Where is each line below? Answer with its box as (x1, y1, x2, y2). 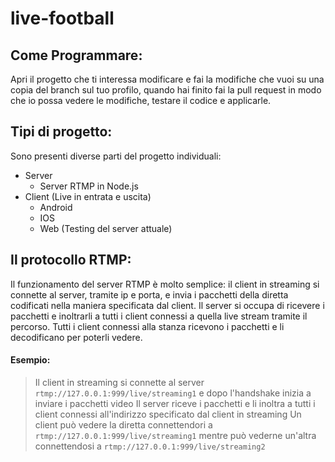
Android (39, 201, 73, 213)
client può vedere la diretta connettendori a (34, 418, 213, 431)
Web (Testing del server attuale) (39, 222, 173, 234)
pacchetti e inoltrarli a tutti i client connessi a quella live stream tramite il (10, 310, 308, 322)
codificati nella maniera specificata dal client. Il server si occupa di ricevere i (10, 299, 325, 311)
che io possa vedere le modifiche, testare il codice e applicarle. (10, 95, 272, 106)
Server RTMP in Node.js (39, 180, 139, 192)
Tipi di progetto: (10, 123, 113, 141)
